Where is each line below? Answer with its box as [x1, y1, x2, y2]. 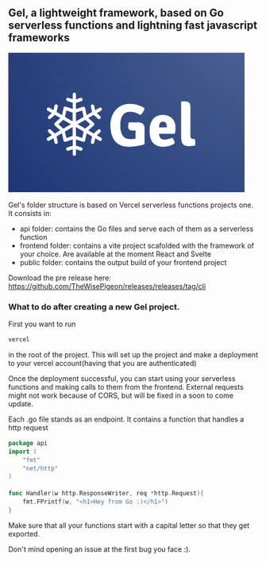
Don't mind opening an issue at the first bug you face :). [8, 544, 191, 554]
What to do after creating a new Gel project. [8, 301, 180, 312]
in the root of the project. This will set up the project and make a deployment [8, 349, 258, 360]
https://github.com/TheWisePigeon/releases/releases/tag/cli [8, 281, 206, 291]
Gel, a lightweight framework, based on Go [8, 6, 224, 20]
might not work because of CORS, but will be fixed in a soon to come [8, 391, 234, 400]
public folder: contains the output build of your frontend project [19, 257, 227, 267]
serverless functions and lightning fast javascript [8, 19, 258, 33]
